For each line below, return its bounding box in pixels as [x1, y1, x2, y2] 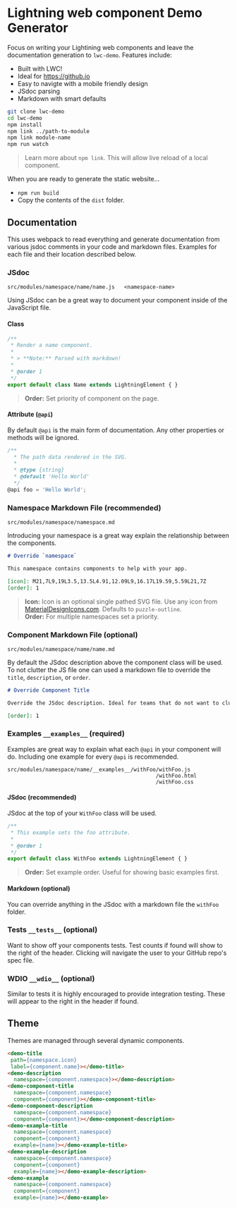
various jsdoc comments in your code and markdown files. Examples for [7, 243, 217, 251]
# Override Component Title [7, 686, 90, 694]
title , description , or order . [7, 673, 90, 681]
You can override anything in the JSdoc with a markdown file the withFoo [7, 900, 219, 908]
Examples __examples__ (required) [7, 728, 125, 738]
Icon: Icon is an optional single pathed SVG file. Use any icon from [24, 597, 218, 606]
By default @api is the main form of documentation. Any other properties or [7, 425, 224, 434]
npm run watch [7, 141, 49, 148]
